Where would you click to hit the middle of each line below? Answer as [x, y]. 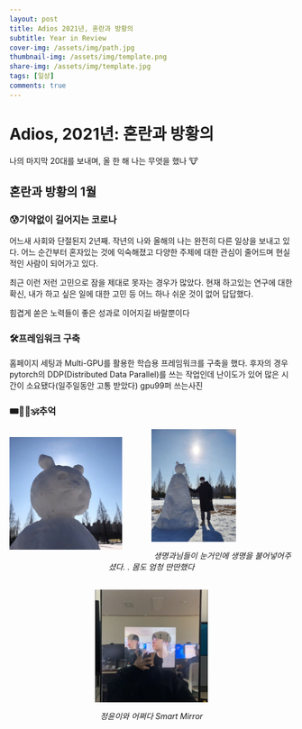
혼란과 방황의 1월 [53, 192]
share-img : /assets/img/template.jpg [80, 67]
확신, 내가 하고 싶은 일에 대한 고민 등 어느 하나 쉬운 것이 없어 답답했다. [132, 294]
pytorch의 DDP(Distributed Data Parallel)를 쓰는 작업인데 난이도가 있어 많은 [144, 374]
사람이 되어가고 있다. [62, 264]
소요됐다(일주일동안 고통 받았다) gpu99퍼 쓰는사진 [114, 385]
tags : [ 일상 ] [32, 77]
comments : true [38, 86]
